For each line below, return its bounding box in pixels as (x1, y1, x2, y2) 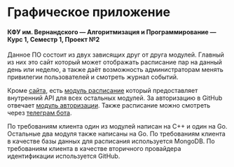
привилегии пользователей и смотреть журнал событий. (7, 73, 179, 81)
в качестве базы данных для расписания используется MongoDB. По (7, 137, 215, 145)
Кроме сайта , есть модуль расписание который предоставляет (7, 87, 198, 95)
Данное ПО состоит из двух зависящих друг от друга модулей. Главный (7, 50, 224, 59)
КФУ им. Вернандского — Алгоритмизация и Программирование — (7, 27, 216, 36)
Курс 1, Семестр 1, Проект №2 (7, 35, 100, 43)
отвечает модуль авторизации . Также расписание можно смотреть (7, 101, 211, 110)
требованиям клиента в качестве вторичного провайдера (7, 145, 181, 153)
